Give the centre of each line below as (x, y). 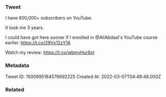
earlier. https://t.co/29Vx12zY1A (38, 43)
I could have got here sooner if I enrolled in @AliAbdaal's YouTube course (81, 37)
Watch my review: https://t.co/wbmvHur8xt (50, 53)
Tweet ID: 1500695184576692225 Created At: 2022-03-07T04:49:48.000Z (83, 76)
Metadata (17, 65)
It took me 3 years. (25, 28)
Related (15, 89)
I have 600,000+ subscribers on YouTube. (49, 18)
